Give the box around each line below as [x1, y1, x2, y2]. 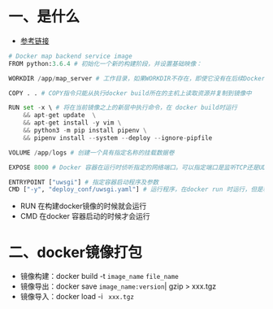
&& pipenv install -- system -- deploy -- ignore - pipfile [23, 133, 213, 142]
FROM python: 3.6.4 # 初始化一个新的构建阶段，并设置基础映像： [8, 59, 203, 67]
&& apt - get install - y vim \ [23, 119, 122, 127]
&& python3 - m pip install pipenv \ [23, 127, 148, 135]
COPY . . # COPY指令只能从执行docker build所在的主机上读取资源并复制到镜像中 [8, 89, 252, 98]
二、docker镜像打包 [8, 243, 142, 261]
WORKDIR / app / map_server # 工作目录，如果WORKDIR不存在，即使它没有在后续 [8, 74, 244, 82]
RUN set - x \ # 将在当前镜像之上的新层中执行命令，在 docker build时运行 [8, 103, 238, 112]
